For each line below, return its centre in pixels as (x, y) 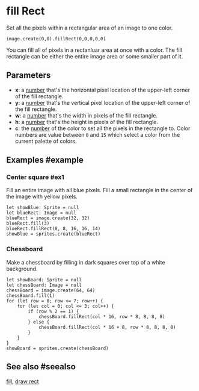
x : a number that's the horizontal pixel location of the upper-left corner (103, 90)
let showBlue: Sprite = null (43, 208)
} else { (39, 322)
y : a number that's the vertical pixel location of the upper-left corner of (103, 102)
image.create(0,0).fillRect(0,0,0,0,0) (56, 39)
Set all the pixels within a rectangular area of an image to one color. (90, 28)
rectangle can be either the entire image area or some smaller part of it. (95, 56)
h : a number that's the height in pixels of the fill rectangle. (86, 122)
